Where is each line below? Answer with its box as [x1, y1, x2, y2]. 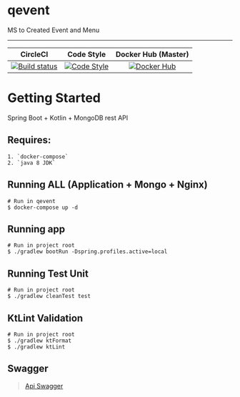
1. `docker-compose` [7, 153, 69, 160]
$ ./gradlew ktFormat [7, 337, 72, 344]
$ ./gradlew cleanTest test [7, 293, 91, 300]
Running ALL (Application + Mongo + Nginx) [7, 179, 209, 191]
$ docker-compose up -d [7, 204, 79, 211]
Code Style [67, 49, 106, 59]
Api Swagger [24, 381, 64, 390]
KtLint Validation [7, 312, 84, 324]
